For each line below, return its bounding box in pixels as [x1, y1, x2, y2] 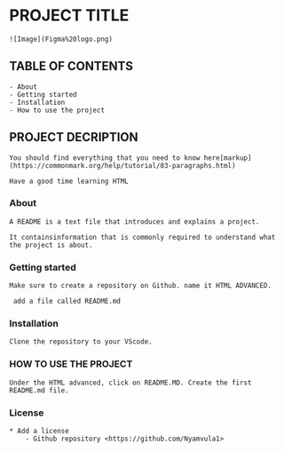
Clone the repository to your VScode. [9, 337, 153, 346]
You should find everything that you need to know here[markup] [9, 153, 252, 163]
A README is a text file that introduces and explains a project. [9, 217, 260, 226]
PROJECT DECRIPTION [9, 130, 138, 145]
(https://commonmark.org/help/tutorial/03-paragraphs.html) [9, 161, 237, 170]
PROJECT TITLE [9, 5, 130, 26]
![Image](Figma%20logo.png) [9, 35, 114, 44]
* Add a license [9, 427, 69, 436]
